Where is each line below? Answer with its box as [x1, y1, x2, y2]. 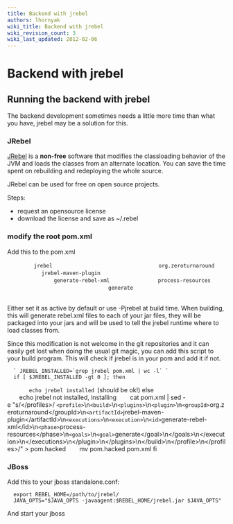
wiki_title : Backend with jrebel [7, 23, 104, 30]
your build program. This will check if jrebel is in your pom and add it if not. [7, 354, 221, 363]
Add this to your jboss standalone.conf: [7, 478, 120, 486]
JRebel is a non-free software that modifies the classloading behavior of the [7, 152, 225, 160]
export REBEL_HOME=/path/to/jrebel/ [13, 491, 119, 498]
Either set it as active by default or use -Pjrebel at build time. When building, [7, 304, 225, 312]
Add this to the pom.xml [7, 247, 76, 256]
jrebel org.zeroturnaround [33, 262, 215, 269]
